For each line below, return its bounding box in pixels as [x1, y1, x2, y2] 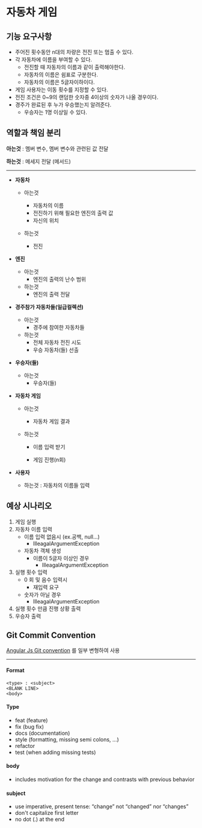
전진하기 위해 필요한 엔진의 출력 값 [32, 209, 114, 217]
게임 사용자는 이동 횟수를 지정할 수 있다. [14, 86, 108, 93]
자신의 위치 [32, 217, 59, 224]
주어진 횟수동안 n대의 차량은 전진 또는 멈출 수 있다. [14, 49, 134, 55]
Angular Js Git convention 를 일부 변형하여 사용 [6, 647, 120, 654]
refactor [14, 742, 35, 749]
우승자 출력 [14, 612, 41, 620]
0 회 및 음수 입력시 [23, 576, 68, 583]
